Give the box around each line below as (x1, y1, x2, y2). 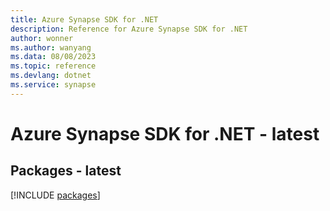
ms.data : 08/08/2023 (10, 52, 97, 62)
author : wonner (10, 33, 74, 43)
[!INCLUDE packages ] (10, 189, 101, 201)
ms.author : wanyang (10, 42, 92, 53)
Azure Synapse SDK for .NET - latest (10, 122, 320, 145)
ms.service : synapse (10, 80, 97, 90)
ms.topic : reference (10, 61, 97, 71)
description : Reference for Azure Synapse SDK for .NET (10, 24, 248, 34)
